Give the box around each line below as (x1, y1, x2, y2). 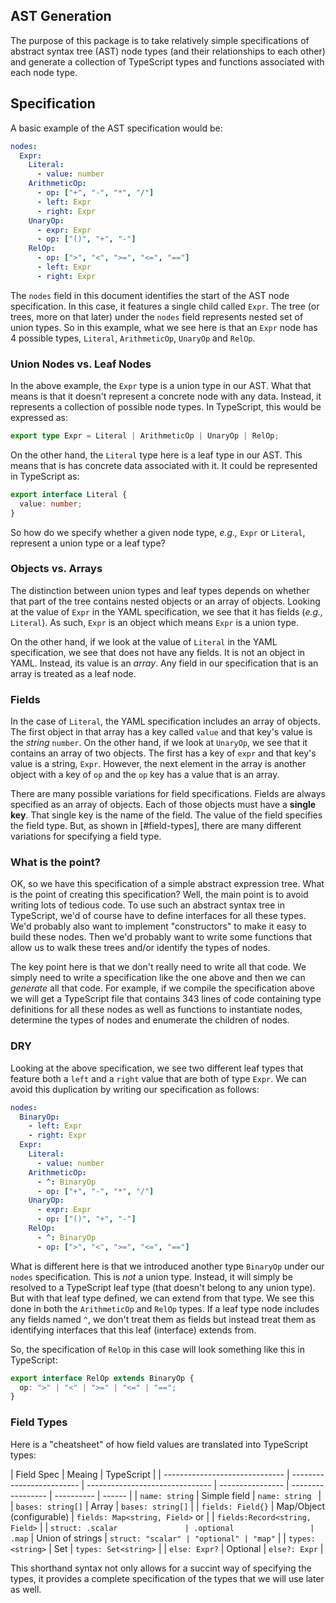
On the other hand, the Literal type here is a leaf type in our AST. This (10, 449, 303, 461)
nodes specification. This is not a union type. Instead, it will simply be (10, 1270, 293, 1283)
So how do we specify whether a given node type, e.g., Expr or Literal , (10, 526, 306, 538)
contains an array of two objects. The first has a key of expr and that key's (10, 747, 317, 759)
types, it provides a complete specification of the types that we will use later (10, 1572, 325, 1584)
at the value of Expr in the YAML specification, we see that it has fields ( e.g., (10, 605, 324, 618)
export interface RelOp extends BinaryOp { (10, 1373, 195, 1383)
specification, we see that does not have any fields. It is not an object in (10, 646, 306, 658)
